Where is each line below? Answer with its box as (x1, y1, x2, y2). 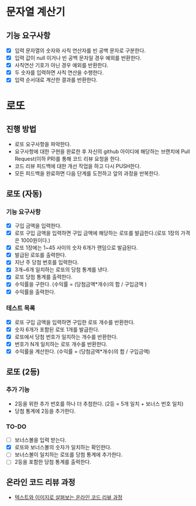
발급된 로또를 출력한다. (14, 252, 67, 259)
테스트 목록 (6, 304, 36, 312)
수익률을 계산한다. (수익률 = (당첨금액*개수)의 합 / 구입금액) (14, 348, 150, 355)
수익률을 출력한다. (14, 288, 56, 295)
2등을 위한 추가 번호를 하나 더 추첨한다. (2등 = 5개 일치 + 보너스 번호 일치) (14, 400, 184, 407)
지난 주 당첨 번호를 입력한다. (14, 259, 79, 266)
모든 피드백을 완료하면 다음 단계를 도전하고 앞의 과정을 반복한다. (14, 170, 160, 177)
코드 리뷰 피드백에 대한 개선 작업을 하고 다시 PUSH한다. (14, 163, 142, 170)
